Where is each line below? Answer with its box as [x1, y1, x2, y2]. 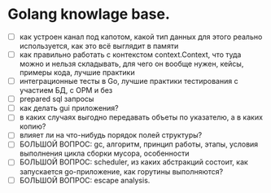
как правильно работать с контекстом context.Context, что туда [19, 50, 242, 59]
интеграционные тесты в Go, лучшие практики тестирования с [19, 77, 238, 86]
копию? [19, 121, 46, 131]
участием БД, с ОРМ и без [19, 86, 113, 95]
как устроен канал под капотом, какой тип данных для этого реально [19, 32, 263, 42]
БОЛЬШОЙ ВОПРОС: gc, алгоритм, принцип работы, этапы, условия [19, 139, 259, 149]
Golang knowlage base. [7, 5, 170, 24]
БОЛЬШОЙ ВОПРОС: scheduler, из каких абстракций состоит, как [19, 157, 249, 167]
